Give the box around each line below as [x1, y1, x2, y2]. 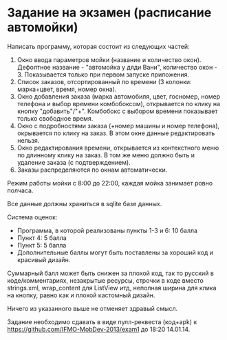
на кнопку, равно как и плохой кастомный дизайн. [7, 291, 155, 299]
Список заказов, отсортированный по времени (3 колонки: [17, 77, 192, 86]
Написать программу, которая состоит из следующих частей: [7, 42, 190, 50]
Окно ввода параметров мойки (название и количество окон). [17, 55, 202, 63]
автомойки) [7, 19, 78, 35]
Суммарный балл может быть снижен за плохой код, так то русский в [7, 269, 215, 277]
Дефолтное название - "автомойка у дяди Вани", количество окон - [17, 63, 218, 71]
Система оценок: [7, 212, 58, 221]
